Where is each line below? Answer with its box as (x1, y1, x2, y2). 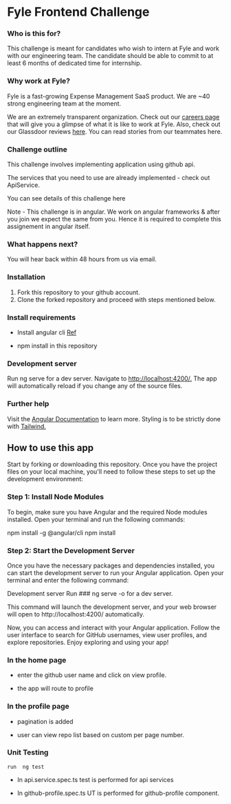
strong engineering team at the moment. (7, 99, 122, 108)
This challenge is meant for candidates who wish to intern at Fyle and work (7, 44, 220, 52)
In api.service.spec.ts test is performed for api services (16, 775, 174, 783)
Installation (7, 272, 46, 282)
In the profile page (7, 701, 70, 711)
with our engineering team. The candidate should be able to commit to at (7, 52, 214, 60)
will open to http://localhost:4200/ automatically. (7, 610, 145, 618)
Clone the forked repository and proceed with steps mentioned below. (16, 295, 216, 303)
